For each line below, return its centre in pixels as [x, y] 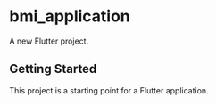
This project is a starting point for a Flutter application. [109, 90]
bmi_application [70, 16]
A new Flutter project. [49, 41]
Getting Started [53, 69]
